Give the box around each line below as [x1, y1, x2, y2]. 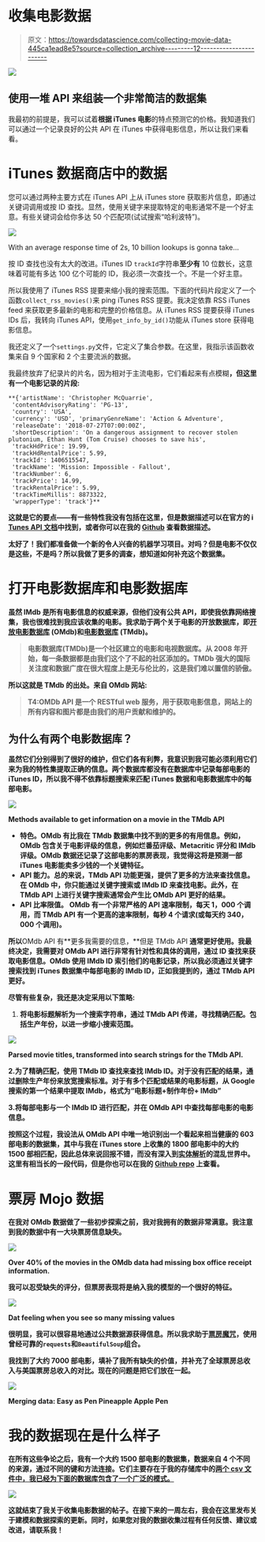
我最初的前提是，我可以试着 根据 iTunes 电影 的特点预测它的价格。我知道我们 [8, 114, 256, 123]
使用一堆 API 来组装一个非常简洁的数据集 [8, 92, 207, 105]
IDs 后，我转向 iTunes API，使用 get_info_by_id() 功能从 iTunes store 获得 [8, 315, 248, 325]
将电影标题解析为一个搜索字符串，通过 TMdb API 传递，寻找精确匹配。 [19, 1010, 250, 1019]
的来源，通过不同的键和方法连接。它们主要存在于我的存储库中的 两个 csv [8, 1464, 243, 1473]
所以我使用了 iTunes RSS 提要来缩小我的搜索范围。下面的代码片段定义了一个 [8, 285, 256, 295]
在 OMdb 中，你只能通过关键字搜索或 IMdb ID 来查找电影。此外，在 [19, 880, 239, 890]
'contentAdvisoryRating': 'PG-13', [11, 400, 129, 409]
